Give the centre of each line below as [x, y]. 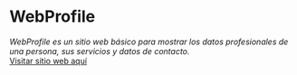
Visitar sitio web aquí [48, 61]
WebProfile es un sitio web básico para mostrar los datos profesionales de [149, 42]
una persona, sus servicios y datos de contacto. [100, 51]
